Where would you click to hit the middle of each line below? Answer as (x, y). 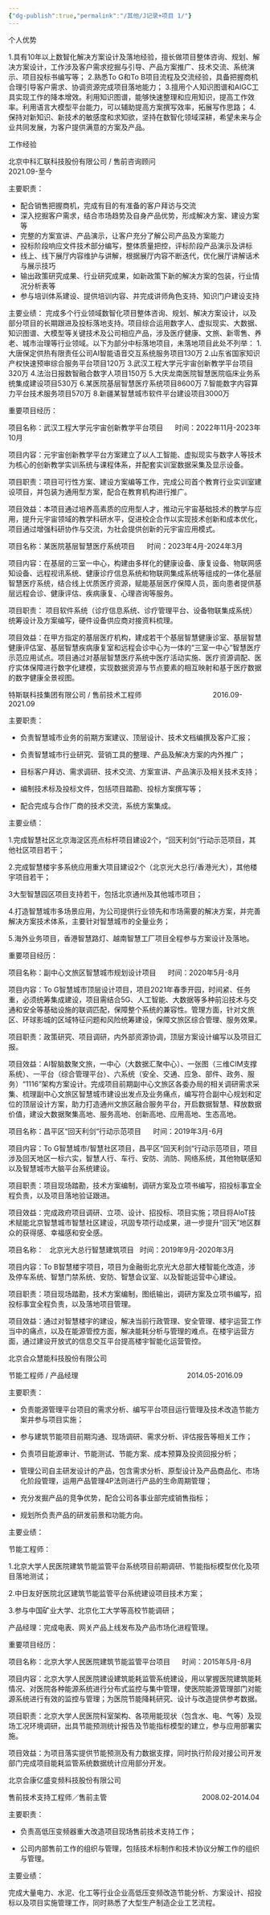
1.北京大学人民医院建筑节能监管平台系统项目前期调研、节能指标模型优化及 (131, 1566)
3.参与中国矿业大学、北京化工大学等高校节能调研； (92, 1610)
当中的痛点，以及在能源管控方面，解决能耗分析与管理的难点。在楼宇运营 (128, 1331)
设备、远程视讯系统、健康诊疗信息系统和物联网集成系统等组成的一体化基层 (138, 573)
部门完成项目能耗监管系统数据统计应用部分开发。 (89, 1763)
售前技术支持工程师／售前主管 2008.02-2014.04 (134, 1797)
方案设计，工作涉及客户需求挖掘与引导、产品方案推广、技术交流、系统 (131, 67)
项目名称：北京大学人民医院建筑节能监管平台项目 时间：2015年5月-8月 (130, 1661)
